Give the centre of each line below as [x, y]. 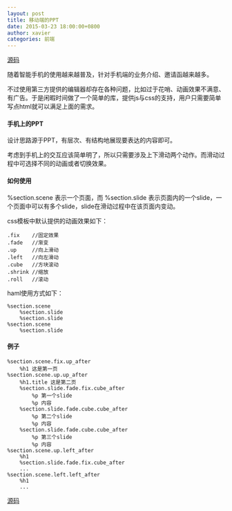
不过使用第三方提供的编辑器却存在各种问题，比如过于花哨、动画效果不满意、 [116, 89]
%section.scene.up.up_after [48, 375]
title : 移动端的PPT [33, 20]
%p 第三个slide [52, 437]
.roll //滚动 [28, 279]
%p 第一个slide [52, 396]
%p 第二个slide [52, 416]
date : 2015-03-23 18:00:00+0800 [54, 26]
